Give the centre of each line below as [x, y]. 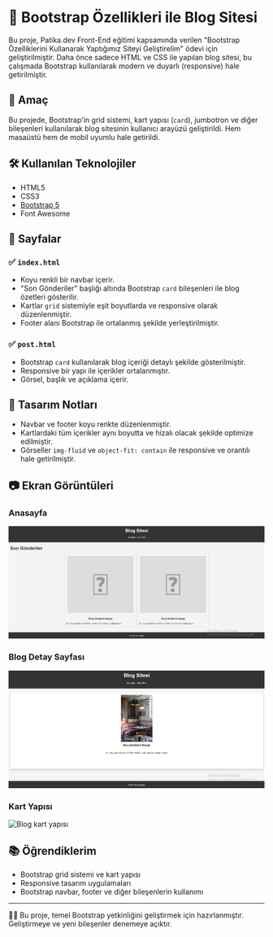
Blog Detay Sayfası [47, 657]
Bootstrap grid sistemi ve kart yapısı [80, 874]
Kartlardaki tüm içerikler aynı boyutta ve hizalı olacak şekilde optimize [136, 433]
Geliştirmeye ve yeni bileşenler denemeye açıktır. [90, 924]
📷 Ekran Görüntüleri [61, 486]
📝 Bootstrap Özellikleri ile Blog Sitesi [133, 18]
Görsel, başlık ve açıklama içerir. [74, 379]
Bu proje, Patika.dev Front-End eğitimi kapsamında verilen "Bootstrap [124, 40]
